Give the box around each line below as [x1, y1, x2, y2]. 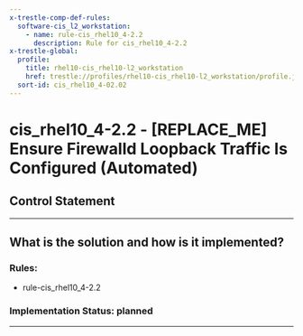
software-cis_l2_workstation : [17, 22, 131, 31]
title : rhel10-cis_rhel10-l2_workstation [25, 64, 183, 73]
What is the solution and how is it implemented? [9, 235, 284, 250]
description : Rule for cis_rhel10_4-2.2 [32, 38, 188, 48]
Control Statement [9, 193, 115, 209]
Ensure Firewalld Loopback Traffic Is [9, 138, 289, 159]
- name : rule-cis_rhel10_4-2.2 [25, 30, 143, 39]
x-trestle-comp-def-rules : [9, 13, 111, 23]
